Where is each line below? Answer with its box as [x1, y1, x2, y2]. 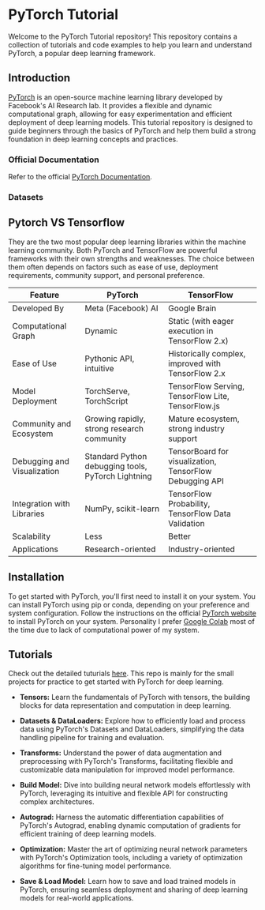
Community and [12, 418, 72, 429]
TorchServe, [84, 385, 130, 397]
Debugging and [12, 456, 69, 467]
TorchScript [84, 395, 129, 406]
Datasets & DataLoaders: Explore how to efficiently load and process [19, 716, 246, 726]
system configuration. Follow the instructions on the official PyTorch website [8, 608, 256, 618]
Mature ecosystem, [168, 413, 240, 424]
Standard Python [84, 450, 147, 461]
